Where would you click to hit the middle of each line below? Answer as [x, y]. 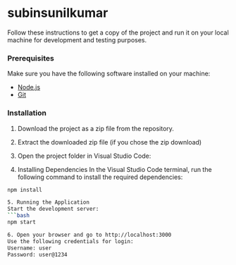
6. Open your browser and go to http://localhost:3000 [89, 235]
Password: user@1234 [38, 254]
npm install [25, 190]
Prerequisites [31, 58]
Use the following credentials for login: [70, 241]
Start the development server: [53, 209]
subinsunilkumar [58, 13]
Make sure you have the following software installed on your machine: [109, 74]
